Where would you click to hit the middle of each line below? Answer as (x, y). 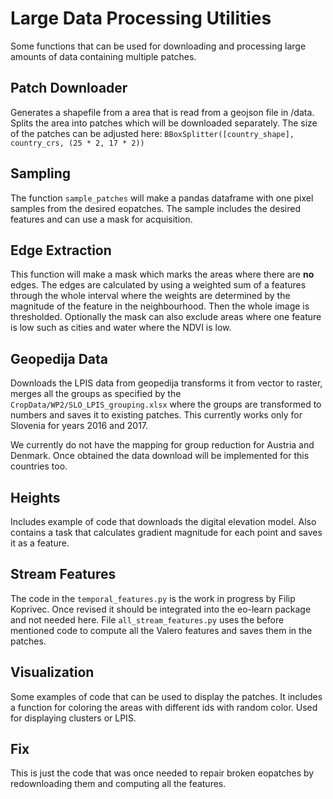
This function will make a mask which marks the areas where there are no (162, 274)
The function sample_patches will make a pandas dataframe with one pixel (162, 198)
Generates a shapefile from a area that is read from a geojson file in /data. (162, 112)
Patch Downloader (69, 88)
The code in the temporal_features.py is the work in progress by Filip (153, 598)
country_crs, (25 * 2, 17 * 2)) (77, 143)
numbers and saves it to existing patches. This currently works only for (156, 415)
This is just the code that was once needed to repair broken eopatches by (162, 773)
